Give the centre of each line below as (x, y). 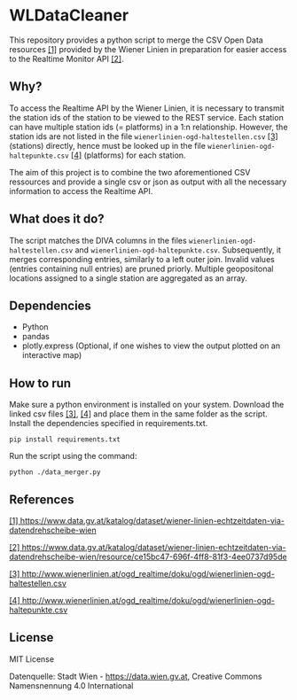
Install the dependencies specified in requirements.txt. (109, 424)
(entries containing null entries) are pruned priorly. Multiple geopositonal (141, 268)
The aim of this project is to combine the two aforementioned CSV (130, 172)
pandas (36, 337)
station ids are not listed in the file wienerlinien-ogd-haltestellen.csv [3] (144, 136)
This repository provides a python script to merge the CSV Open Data (136, 40)
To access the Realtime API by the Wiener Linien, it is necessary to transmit (147, 108)
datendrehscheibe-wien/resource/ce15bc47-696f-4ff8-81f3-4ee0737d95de (148, 556)
